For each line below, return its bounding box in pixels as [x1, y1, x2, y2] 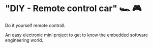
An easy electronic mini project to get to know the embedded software [5, 32, 148, 38]
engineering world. [5, 37, 43, 43]
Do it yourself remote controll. [5, 22, 65, 28]
